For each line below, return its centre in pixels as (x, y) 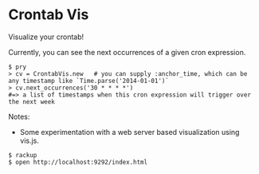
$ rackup (23, 155)
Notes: (19, 117)
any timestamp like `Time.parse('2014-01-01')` (89, 81)
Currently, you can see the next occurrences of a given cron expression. (127, 52)
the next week (32, 101)
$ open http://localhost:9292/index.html (78, 162)
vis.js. (29, 140)
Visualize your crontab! (46, 37)
